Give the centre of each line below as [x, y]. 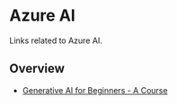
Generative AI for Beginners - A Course [95, 90]
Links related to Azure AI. [56, 40]
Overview [37, 69]
